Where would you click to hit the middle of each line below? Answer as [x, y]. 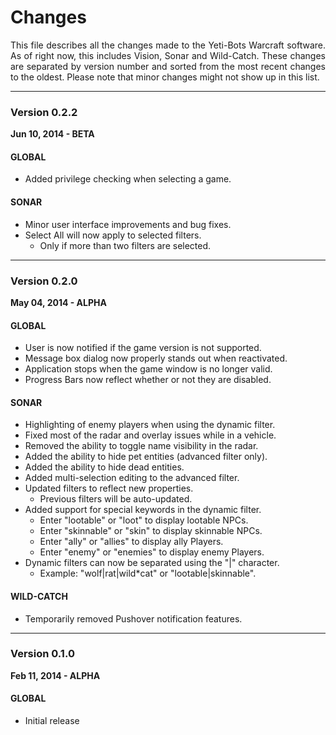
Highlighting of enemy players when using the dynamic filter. [150, 425]
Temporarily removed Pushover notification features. [133, 618]
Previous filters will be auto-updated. [116, 499]
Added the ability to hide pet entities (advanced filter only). [146, 457]
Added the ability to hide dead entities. [104, 467]
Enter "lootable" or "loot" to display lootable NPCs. [144, 520]
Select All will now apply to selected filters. [113, 235]
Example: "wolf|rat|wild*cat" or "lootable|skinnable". [148, 573]
